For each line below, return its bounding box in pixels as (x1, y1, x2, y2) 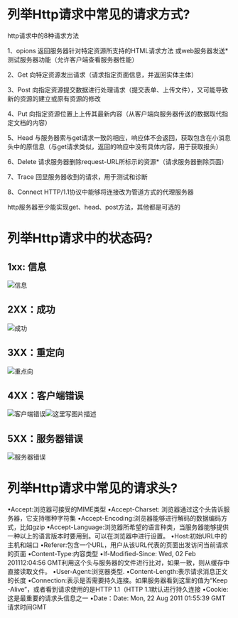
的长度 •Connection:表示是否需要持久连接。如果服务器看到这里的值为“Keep (7, 576, 228, 585)
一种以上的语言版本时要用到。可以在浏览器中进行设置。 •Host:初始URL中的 (7, 532, 227, 541)
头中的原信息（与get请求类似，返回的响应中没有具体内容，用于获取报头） (7, 142, 222, 151)
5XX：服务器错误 (7, 433, 84, 445)
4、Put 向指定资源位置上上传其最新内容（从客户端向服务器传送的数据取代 (7, 109, 222, 118)
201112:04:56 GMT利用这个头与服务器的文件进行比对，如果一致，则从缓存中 (7, 558, 229, 567)
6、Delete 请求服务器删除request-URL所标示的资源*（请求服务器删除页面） (7, 157, 228, 166)
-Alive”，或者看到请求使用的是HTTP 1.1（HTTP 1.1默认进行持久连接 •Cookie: (7, 585, 229, 594)
